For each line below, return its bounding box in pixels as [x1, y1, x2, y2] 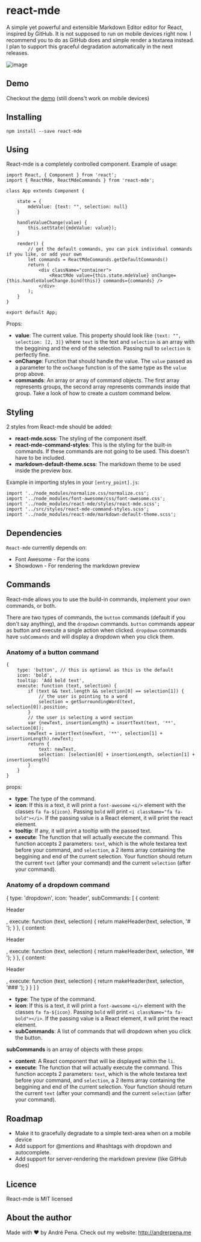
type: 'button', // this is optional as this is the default [17, 667, 173, 674]
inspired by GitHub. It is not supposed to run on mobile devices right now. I [6, 30, 191, 37]
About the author [6, 1212, 72, 1223]
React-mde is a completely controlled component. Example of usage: [6, 161, 178, 168]
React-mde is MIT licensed [6, 1195, 73, 1203]
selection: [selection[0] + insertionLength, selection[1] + [38, 751, 196, 758]
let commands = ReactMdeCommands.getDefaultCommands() [28, 257, 169, 263]
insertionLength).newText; [6, 736, 74, 742]
